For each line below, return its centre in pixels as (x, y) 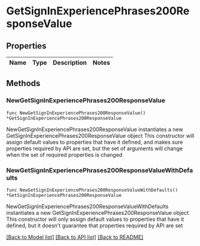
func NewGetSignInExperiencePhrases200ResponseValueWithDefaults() (92, 190)
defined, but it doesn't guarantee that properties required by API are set (95, 225)
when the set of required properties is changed (64, 154)
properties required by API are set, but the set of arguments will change (95, 148)
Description (70, 63)
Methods (23, 83)
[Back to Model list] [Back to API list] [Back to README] (75, 237)
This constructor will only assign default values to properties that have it (95, 219)
